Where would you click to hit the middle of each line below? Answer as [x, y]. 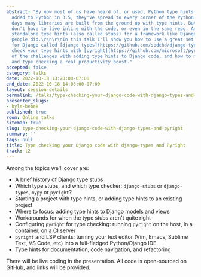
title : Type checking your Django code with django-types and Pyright [96, 145]
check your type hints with [47, 51]
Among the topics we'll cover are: [48, 168]
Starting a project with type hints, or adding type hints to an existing [98, 199]
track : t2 [19, 151]
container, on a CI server [45, 230]
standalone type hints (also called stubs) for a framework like [95, 34]
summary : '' [21, 134]
